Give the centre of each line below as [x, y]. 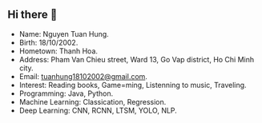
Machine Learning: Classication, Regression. [93, 101]
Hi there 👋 [32, 15]
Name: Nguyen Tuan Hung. [64, 34]
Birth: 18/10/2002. [48, 42]
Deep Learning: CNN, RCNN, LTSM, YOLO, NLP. [98, 110]
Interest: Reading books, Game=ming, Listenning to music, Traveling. [133, 85]
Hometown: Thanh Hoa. [58, 51]
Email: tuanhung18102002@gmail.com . [83, 76]
